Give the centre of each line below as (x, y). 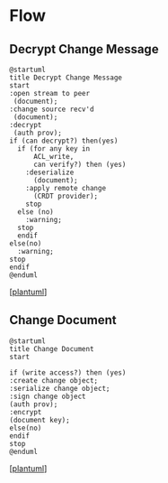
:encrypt (26, 412)
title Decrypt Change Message (66, 78)
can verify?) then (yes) (80, 164)
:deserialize (50, 172)
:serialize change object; (60, 388)
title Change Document (52, 348)
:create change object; (54, 380)
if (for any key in (54, 149)
